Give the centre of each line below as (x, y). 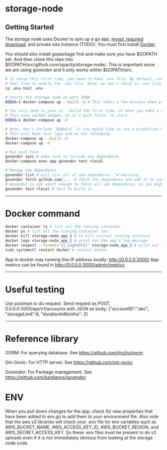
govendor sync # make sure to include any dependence (62, 157)
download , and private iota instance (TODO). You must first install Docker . (81, 44)
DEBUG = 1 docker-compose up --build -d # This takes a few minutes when (81, 102)
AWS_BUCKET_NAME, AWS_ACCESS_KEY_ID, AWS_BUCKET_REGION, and (82, 427)
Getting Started (30, 27)
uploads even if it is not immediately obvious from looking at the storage (79, 438)
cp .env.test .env (24, 88)
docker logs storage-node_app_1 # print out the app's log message (77, 241)
